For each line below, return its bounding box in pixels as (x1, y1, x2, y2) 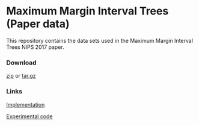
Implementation (6, 101, 45, 108)
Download (6, 58, 37, 67)
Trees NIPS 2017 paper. (6, 43, 64, 51)
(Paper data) (6, 17, 70, 31)
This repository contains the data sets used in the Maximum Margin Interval (6, 37, 194, 44)
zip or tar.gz (6, 72, 36, 80)
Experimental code (6, 113, 53, 120)
